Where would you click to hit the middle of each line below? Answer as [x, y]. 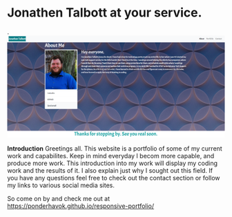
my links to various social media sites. [61, 185]
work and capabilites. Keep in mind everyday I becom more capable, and [111, 155]
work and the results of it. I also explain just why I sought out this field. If [110, 170]
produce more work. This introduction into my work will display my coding [113, 163]
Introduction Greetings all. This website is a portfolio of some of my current [115, 148]
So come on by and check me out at [59, 198]
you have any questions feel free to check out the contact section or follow [114, 178]
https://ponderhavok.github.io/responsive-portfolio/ [81, 206]
